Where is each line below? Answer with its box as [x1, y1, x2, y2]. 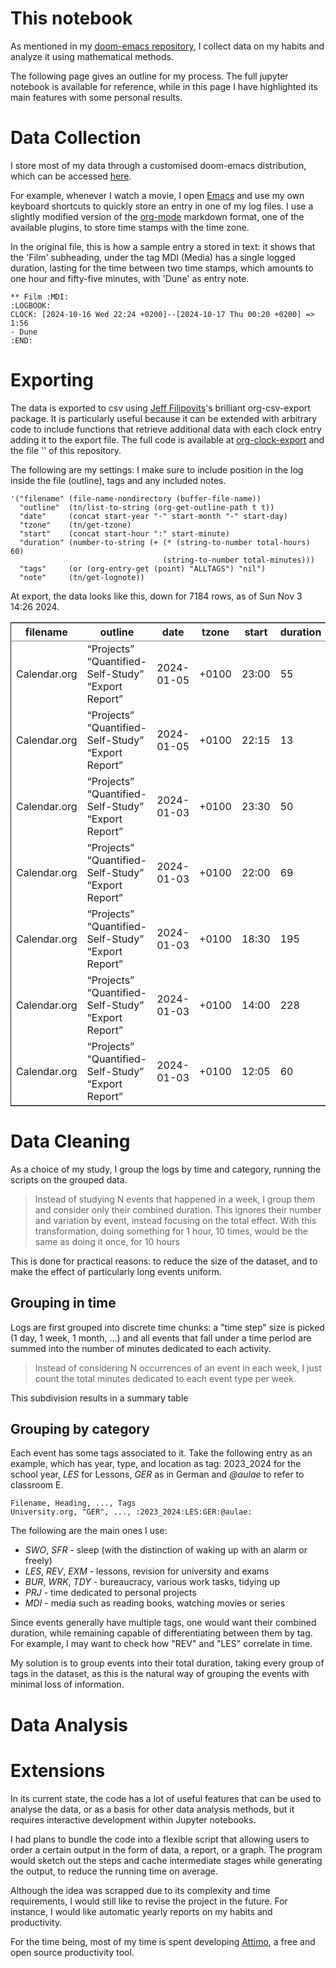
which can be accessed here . [10, 170, 132, 182]
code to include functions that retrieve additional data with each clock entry [10, 423, 322, 435]
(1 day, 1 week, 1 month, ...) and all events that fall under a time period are [10, 1332, 312, 1344]
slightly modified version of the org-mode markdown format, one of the [10, 210, 305, 222]
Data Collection [10, 127, 142, 149]
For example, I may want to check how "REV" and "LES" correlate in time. [10, 1638, 313, 1650]
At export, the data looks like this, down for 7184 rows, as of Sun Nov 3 [10, 590, 303, 602]
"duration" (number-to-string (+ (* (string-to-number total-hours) [19, 537, 311, 547]
